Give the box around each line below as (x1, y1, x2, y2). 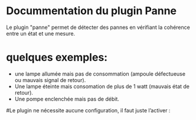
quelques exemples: (6, 51, 108, 64)
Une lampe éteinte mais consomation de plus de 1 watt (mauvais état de (14, 83, 190, 90)
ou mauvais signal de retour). (14, 76, 86, 83)
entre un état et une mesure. (6, 30, 76, 37)
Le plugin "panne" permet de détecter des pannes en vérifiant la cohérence (6, 24, 190, 31)
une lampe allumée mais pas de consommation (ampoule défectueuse (14, 70, 186, 77)
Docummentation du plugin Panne (6, 4, 177, 18)
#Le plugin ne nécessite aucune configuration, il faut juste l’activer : (6, 106, 171, 113)
